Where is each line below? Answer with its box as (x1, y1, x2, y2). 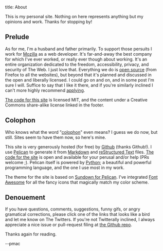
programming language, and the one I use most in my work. (5, 165, 125, 170)
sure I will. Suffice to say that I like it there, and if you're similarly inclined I (5, 82, 153, 88)
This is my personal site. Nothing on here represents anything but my (5, 14, 144, 19)
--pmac (5, 241, 20, 247)
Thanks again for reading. (5, 231, 57, 237)
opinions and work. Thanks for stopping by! (5, 19, 92, 24)
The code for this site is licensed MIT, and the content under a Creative (5, 97, 147, 103)
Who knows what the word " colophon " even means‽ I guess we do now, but (5, 129, 158, 135)
